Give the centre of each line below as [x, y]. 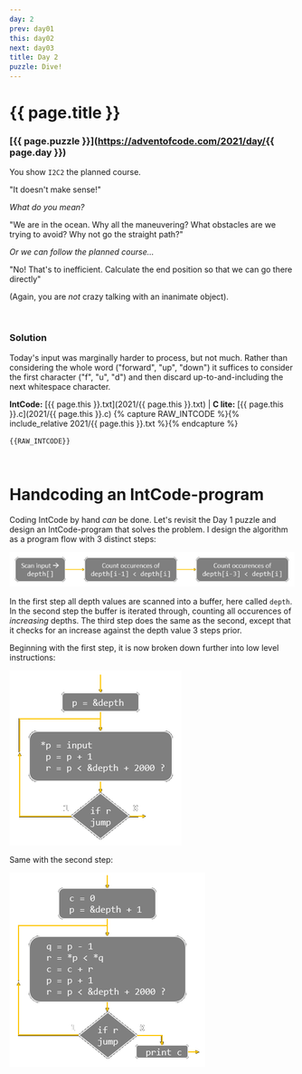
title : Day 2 [34, 58]
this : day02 [32, 38]
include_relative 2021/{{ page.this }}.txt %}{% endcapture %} [124, 423]
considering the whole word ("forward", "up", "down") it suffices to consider [151, 367]
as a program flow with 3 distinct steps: [83, 538]
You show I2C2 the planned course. [75, 172]
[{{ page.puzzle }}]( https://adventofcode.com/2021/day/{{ [142, 141]
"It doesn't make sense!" [56, 189]
